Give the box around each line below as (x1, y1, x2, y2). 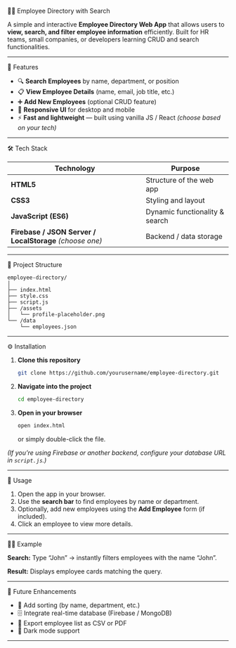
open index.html (17, 422, 65, 429)
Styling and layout (145, 195, 205, 205)
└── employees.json (20, 323, 77, 330)
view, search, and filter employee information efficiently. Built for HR (7, 28, 209, 36)
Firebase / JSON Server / (11, 227, 96, 237)
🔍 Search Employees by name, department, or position (17, 77, 179, 85)
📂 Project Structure (7, 261, 63, 268)
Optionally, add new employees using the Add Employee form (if (17, 505, 205, 513)
